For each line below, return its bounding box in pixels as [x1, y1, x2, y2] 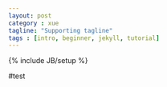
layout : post [8, 11, 52, 20]
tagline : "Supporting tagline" [8, 26, 113, 34]
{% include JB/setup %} [8, 56, 88, 65]
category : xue [8, 19, 59, 27]
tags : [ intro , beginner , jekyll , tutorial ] [8, 34, 160, 42]
